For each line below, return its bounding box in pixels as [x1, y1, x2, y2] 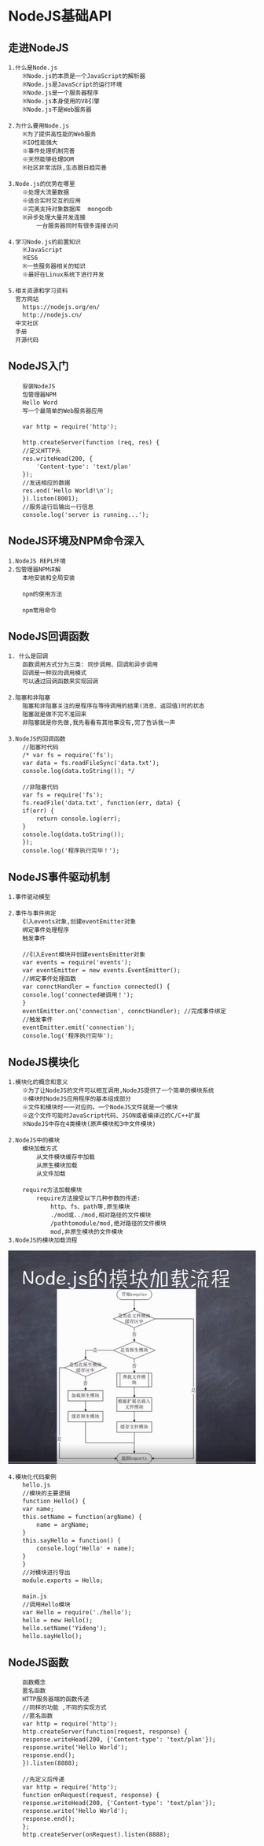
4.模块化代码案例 [8, 1473, 57, 1481]
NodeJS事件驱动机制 [8, 870, 110, 883]
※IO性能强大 [22, 139, 58, 147]
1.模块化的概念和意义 [8, 1079, 68, 1086]
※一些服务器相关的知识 [22, 262, 86, 270]
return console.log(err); [36, 815, 122, 823]
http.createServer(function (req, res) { [22, 438, 159, 446]
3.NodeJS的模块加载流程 [8, 1236, 78, 1245]
